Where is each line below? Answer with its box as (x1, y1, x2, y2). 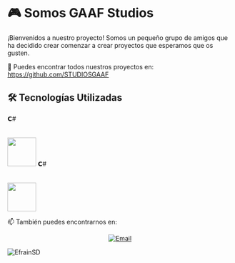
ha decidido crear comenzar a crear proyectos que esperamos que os (7, 41, 214, 49)
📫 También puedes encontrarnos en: (7, 217, 118, 226)
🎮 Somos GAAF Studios (7, 5, 154, 21)
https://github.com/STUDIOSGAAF (7, 70, 109, 79)
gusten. (7, 49, 30, 57)
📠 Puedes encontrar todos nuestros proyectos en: (7, 62, 154, 71)
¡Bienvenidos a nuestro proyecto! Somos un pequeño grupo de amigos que (7, 33, 229, 42)
